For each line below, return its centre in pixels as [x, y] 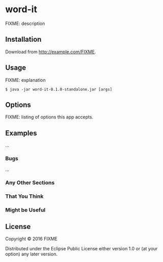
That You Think [24, 196]
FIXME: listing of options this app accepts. [49, 117]
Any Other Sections [30, 183]
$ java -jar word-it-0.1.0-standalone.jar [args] [59, 89]
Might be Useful [25, 210]
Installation [23, 39]
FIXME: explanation [25, 80]
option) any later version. [31, 254]
